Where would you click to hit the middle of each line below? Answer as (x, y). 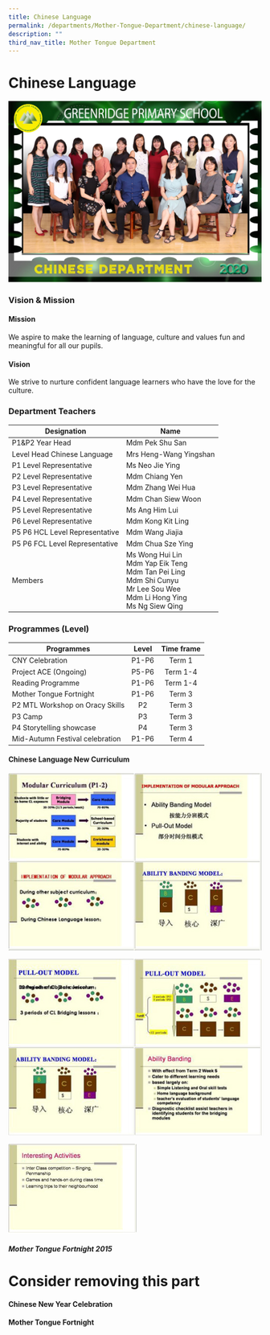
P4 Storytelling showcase (54, 727)
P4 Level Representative (52, 499)
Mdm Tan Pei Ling (155, 572)
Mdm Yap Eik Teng (157, 563)
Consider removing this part (104, 1282)
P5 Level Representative (52, 510)
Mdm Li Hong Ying (156, 597)
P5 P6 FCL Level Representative (65, 544)
